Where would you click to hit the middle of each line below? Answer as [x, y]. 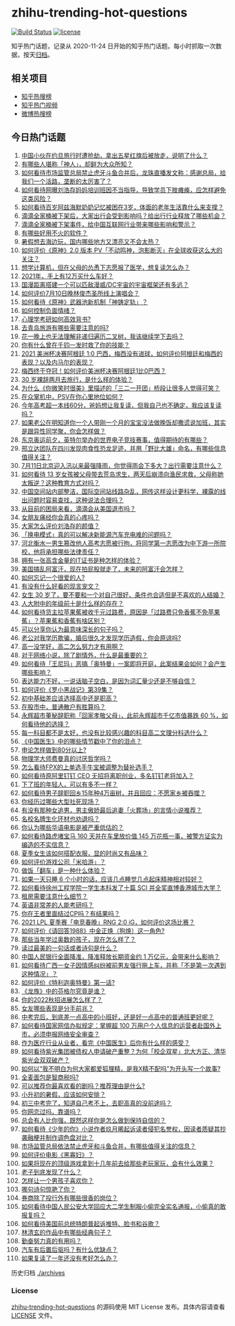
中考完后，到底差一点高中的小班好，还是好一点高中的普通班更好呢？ [117, 1017]
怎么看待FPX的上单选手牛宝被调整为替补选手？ [87, 767]
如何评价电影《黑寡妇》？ [57, 1154]
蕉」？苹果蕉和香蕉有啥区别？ [63, 620]
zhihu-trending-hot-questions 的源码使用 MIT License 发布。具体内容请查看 [118, 1307]
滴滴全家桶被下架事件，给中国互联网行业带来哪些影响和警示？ [109, 224]
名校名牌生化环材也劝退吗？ [60, 819]
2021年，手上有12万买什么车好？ [67, 276]
